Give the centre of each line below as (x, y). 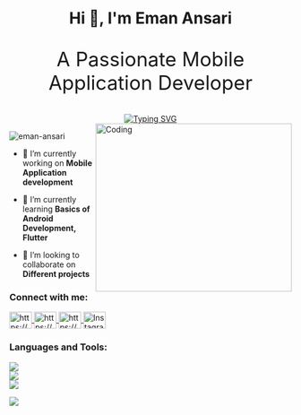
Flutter (35, 238)
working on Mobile (57, 163)
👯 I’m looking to (51, 255)
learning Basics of (56, 209)
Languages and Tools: (58, 347)
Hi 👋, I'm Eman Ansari (150, 18)
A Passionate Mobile (150, 59)
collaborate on (49, 264)
